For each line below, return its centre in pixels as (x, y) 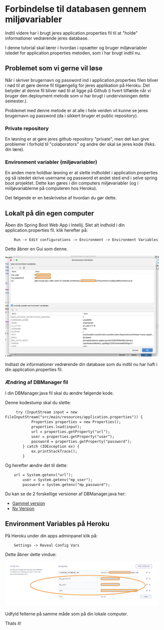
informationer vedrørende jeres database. (47, 38)
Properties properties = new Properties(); (76, 422)
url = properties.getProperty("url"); (71, 432)
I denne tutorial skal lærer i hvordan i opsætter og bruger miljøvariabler (76, 48)
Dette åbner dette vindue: (31, 554)
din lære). (15, 149)
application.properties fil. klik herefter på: (46, 230)
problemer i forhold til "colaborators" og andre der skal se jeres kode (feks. (81, 144)
